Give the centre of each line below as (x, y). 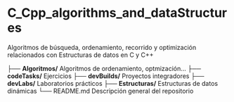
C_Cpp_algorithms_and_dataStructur (117, 13)
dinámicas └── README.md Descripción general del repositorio (100, 91)
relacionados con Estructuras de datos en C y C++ (80, 55)
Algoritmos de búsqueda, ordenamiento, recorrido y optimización (102, 47)
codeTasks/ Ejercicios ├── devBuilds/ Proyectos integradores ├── (106, 76)
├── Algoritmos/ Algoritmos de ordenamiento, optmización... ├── (104, 68)
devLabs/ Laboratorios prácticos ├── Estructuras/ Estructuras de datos (113, 83)
